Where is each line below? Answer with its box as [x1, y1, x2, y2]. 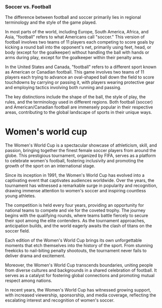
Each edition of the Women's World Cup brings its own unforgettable [5, 237, 142, 243]
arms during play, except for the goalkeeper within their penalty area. [5, 55, 143, 61]
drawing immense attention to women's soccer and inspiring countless [5, 188, 146, 194]
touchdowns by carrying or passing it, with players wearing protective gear [5, 79, 155, 85]
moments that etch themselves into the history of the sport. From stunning [5, 243, 153, 248]
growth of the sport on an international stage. [5, 163, 95, 169]
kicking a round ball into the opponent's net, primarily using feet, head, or [5, 45, 151, 50]
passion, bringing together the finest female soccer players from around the [5, 148, 156, 154]
